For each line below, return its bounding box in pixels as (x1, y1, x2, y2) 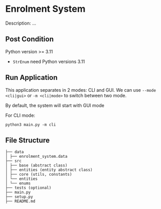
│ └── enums (5, 181, 31, 186)
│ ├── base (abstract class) (5, 163, 68, 168)
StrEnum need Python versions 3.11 (12, 58, 85, 65)
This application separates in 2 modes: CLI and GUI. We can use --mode (5, 87, 156, 93)
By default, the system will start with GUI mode (5, 102, 105, 108)
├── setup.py (5, 194, 33, 200)
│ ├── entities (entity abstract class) (5, 168, 93, 173)
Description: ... (5, 20, 36, 26)
